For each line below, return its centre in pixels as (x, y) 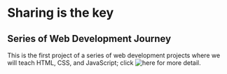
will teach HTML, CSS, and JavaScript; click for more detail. (104, 63)
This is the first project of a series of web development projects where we (114, 55)
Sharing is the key (61, 13)
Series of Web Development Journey (89, 39)
